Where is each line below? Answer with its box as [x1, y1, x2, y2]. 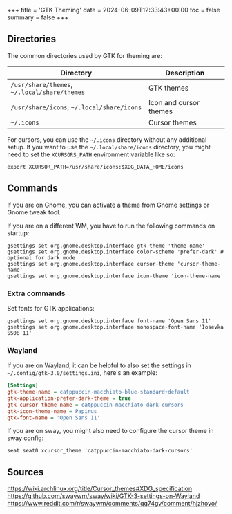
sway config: [7, 434, 44, 442]
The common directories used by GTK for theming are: [7, 51, 163, 59]
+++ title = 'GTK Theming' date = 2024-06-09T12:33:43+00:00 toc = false [7, 6, 221, 14]
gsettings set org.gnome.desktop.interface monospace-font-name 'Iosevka [7, 323, 224, 331]
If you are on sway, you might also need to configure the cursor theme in [7, 427, 214, 435]
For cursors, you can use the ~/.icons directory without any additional [7, 135, 207, 144]
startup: [7, 228, 30, 237]
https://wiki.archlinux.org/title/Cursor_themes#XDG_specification [7, 484, 192, 493]
